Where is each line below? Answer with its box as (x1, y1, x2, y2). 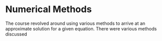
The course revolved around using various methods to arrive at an (5, 20, 146, 26)
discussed (5, 31, 27, 37)
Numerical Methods (5, 4, 92, 15)
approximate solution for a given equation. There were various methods (5, 25, 157, 31)
